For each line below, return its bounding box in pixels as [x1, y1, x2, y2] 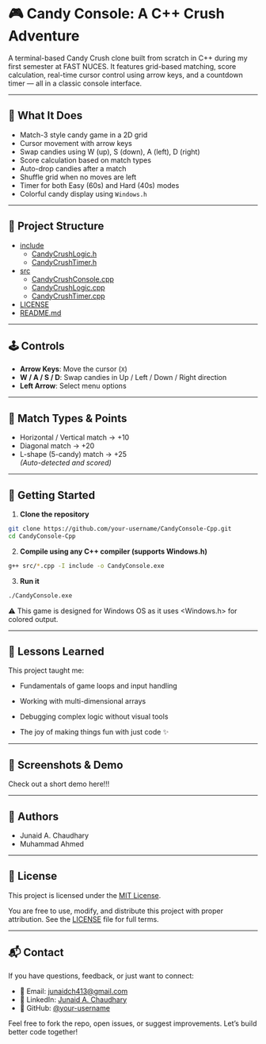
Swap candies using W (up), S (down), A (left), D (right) [19, 147, 200, 156]
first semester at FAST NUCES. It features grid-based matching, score [8, 61, 237, 71]
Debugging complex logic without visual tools [19, 712, 169, 721]
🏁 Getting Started [8, 488, 96, 502]
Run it [19, 576, 40, 585]
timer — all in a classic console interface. [8, 79, 142, 88]
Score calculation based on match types [19, 155, 152, 165]
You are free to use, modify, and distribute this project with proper [8, 906, 224, 915]
